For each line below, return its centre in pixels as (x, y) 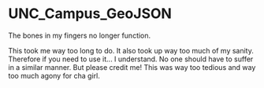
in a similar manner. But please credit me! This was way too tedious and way (132, 67)
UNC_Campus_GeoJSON (90, 14)
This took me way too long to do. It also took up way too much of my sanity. (131, 50)
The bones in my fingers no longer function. (80, 35)
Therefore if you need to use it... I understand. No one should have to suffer (131, 59)
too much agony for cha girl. (54, 75)
